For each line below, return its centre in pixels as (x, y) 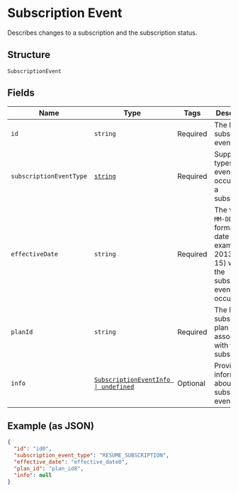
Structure (29, 55)
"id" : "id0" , (33, 449)
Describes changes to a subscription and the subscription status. (102, 33)
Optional (191, 383)
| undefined (114, 387)
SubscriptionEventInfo (132, 379)
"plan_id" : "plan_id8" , (49, 469)
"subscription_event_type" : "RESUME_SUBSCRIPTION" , (92, 456)
